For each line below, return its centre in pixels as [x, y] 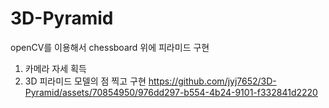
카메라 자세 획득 [55, 68]
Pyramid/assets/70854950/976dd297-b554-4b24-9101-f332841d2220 [171, 92]
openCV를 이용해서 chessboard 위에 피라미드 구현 [110, 47]
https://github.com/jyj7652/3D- [212, 81]
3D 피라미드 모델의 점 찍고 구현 [85, 81]
